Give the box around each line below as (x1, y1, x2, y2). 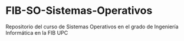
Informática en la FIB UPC (5, 29, 68, 36)
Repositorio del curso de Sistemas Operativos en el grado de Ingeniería (5, 23, 179, 30)
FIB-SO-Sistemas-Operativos (5, 4, 153, 17)
